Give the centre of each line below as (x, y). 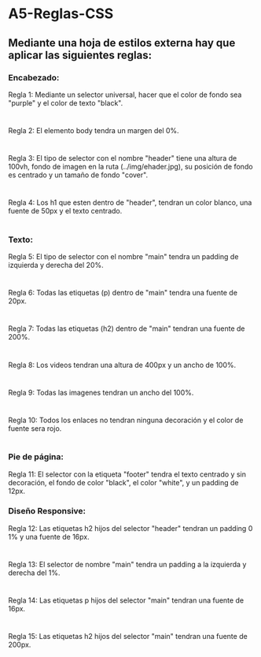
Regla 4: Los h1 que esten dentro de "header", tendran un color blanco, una (130, 202)
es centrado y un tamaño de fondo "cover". (78, 175)
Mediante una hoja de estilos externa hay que (122, 43)
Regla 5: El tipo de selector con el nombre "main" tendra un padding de (123, 256)
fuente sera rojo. (35, 428)
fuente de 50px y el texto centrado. (65, 211)
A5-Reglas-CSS (61, 14)
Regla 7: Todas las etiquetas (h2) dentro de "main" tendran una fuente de (127, 328)
